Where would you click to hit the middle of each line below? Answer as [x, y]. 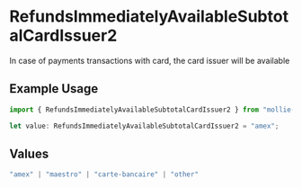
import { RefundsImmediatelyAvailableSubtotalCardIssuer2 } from [134, 110]
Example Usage [54, 89]
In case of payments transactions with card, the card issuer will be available [150, 60]
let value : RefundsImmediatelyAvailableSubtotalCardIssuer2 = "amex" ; [144, 126]
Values [29, 153]
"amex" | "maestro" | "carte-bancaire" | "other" [104, 175]
